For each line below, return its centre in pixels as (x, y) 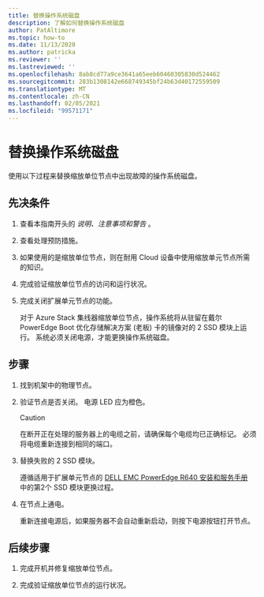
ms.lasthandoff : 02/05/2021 (54, 103)
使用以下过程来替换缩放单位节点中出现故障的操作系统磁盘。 (105, 175)
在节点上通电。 (44, 504)
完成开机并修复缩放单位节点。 (68, 569)
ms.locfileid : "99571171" (50, 111)
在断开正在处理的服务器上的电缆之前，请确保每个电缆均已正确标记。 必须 (138, 434)
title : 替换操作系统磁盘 (44, 15)
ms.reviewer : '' (35, 60)
